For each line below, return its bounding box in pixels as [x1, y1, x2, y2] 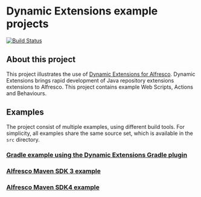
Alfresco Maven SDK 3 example [6, 167, 101, 175]
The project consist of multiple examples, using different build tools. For [6, 123, 185, 130]
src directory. [6, 136, 40, 143]
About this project [6, 54, 76, 64]
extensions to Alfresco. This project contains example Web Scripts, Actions [6, 83, 193, 90]
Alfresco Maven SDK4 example [6, 183, 100, 192]
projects [6, 17, 49, 31]
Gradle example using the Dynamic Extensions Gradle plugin [6, 151, 188, 159]
